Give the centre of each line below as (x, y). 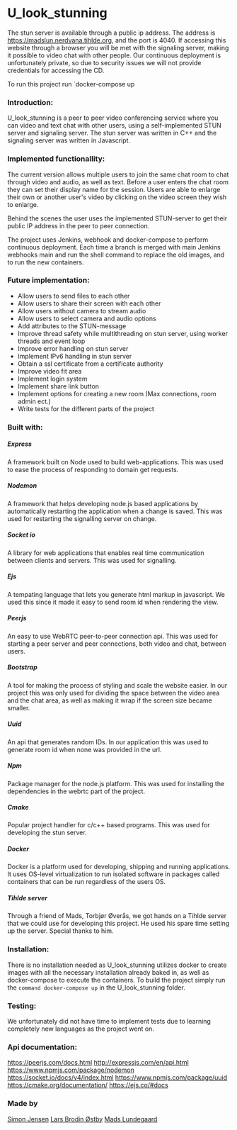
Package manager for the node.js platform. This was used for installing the (116, 783)
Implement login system (52, 379)
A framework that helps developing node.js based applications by (103, 503)
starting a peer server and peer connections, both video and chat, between (117, 644)
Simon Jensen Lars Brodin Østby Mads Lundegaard (82, 1119)
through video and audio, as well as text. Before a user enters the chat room (118, 181)
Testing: (22, 1006)
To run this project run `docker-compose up (71, 84)
